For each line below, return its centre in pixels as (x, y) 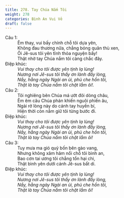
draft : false (18, 24)
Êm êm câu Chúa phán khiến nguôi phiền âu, (63, 101)
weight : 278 (17, 14)
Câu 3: (12, 143)
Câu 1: (12, 38)
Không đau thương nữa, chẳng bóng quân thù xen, (68, 48)
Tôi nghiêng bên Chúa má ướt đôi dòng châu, (63, 96)
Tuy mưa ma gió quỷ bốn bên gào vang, (58, 148)
